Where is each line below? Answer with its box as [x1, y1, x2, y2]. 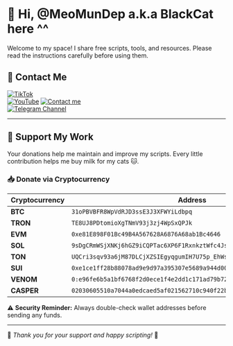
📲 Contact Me [7, 71, 67, 83]
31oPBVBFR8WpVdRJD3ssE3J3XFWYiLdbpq [71, 207, 193, 216]
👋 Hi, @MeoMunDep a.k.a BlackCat [7, 6, 214, 22]
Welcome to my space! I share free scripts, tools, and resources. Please [7, 44, 213, 52]
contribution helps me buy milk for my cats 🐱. [7, 157, 139, 165]
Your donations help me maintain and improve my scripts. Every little [7, 149, 203, 158]
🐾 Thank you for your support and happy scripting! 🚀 [7, 331, 159, 339]
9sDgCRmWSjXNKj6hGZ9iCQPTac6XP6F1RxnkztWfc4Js [71, 241, 228, 249]
